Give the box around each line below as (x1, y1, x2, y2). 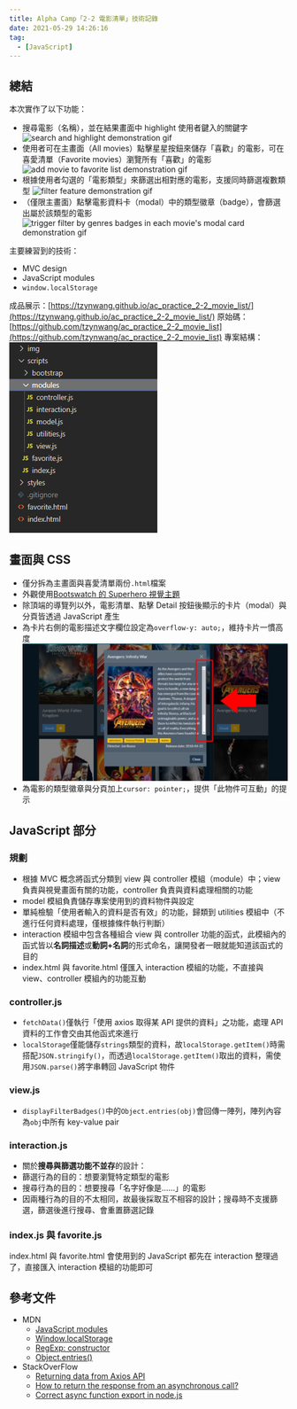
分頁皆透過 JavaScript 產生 (21, 611, 120, 621)
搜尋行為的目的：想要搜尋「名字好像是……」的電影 (21, 1182, 206, 1193)
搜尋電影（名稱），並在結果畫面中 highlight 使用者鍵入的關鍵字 (21, 122, 248, 133)
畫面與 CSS (9, 552, 72, 567)
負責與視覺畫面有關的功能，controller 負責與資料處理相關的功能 (21, 884, 254, 895)
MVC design (21, 263, 68, 274)
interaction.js (9, 1139, 68, 1151)
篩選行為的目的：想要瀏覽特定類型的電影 (21, 1171, 170, 1182)
